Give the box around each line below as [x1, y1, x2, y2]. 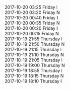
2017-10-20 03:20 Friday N [4, 9, 60, 15]
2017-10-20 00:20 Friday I [4, 25, 58, 31]
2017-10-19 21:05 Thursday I [4, 57, 63, 63]
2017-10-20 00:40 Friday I [4, 15, 58, 20]
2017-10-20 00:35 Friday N [4, 20, 60, 26]
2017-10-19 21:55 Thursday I [4, 36, 63, 42]
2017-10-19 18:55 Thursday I [4, 68, 63, 74]
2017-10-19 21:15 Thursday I [4, 47, 62, 52]
